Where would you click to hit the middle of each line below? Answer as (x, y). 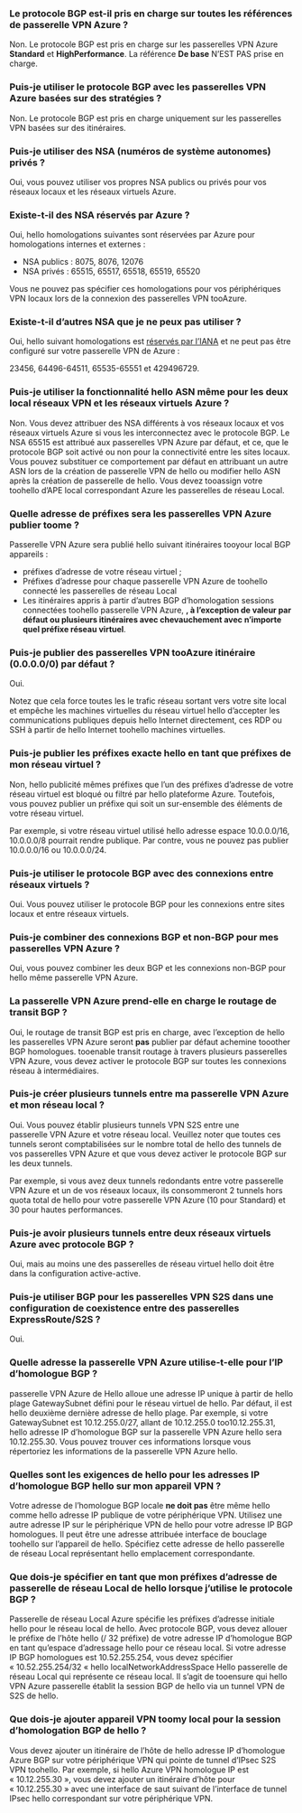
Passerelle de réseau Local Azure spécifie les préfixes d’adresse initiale (142, 1619)
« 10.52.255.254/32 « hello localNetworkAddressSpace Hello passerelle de (149, 1667)
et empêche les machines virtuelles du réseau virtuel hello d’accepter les (145, 711)
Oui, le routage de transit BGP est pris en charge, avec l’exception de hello (147, 1032)
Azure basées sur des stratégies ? (86, 98)
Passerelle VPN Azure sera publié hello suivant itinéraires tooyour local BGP (150, 545)
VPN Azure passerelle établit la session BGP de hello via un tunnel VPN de (147, 1687)
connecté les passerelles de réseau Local (100, 591)
